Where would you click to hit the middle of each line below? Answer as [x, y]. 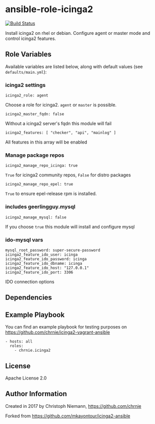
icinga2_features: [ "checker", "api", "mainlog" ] [61, 133]
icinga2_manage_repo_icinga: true [42, 166]
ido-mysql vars [24, 240]
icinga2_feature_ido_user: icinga [42, 254]
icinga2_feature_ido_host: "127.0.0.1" [47, 268]
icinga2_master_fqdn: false [35, 114]
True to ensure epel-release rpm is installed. [51, 194]
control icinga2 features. [31, 38]
